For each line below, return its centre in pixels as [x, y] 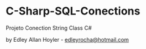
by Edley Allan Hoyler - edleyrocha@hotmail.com [68, 39]
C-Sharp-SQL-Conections [73, 11]
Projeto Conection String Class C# [49, 28]
